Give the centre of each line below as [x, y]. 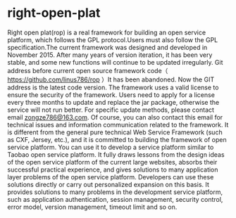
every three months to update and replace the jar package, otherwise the [113, 102]
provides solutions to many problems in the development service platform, [115, 192]
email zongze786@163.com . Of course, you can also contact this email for [115, 117]
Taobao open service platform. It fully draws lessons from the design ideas [116, 154]
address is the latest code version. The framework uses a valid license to [113, 87]
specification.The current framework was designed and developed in [107, 47]
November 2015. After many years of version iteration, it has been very [110, 55]
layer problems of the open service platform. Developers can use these [111, 177]
